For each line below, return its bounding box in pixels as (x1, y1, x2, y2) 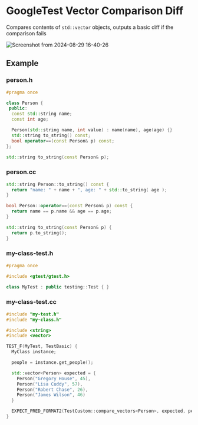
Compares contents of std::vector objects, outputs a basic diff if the (6, 24, 174, 31)
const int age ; (11, 117, 49, 122)
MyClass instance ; (11, 349, 57, 355)
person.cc (6, 168, 37, 176)
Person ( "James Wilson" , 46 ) (16, 392, 85, 398)
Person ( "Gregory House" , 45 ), (16, 376, 91, 381)
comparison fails (6, 29, 47, 36)
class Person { (6, 100, 44, 106)
